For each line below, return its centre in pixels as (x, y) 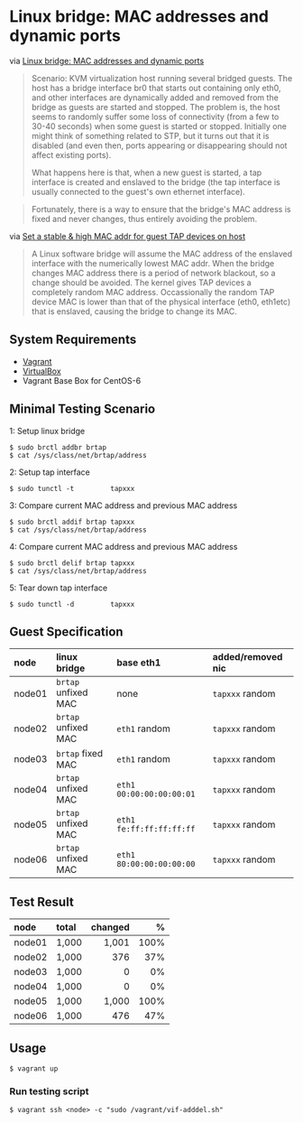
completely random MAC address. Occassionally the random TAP (153, 292)
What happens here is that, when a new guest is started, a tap (147, 172)
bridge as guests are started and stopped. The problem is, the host (156, 107)
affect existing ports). (71, 154)
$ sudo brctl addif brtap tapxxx (72, 522)
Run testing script (49, 1091)
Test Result (41, 901)
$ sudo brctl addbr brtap (58, 447)
